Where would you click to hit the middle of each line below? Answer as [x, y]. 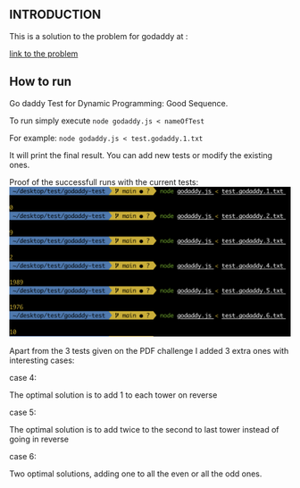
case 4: [23, 378]
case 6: [23, 457]
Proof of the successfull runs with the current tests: [104, 181]
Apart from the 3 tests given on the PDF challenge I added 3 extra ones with [149, 351]
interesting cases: [42, 360]
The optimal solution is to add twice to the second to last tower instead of [144, 430]
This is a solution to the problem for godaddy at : [99, 36]
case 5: [23, 412]
